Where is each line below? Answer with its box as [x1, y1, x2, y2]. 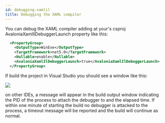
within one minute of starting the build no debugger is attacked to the [5, 102, 148, 108]
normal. [5, 113, 21, 119]
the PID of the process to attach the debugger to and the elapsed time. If [5, 97, 155, 103]
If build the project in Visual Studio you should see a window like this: [5, 73, 147, 79]
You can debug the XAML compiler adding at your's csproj [5, 25, 126, 31]
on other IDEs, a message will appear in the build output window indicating [5, 92, 159, 98]
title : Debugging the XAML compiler [5, 12, 81, 17]
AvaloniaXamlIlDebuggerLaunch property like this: [5, 31, 108, 37]
